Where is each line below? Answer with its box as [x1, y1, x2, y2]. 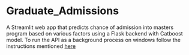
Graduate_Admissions [6, 4, 119, 18]
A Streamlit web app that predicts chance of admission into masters [6, 24, 174, 31]
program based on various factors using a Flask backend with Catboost [6, 30, 183, 37]
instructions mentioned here [6, 43, 76, 50]
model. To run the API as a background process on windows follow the [6, 36, 181, 43]
